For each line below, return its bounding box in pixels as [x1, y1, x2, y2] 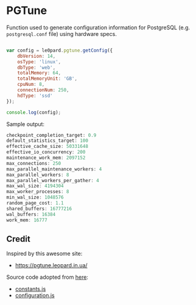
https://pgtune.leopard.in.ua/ [15, 262, 88, 269]
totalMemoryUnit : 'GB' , [17, 75, 78, 82]
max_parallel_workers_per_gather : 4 [6, 177, 99, 183]
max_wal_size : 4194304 [6, 183, 64, 189]
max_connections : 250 [6, 160, 61, 166]
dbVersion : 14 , [17, 53, 56, 59]
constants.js [15, 286, 46, 293]
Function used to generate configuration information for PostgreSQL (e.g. [6, 24, 191, 31]
